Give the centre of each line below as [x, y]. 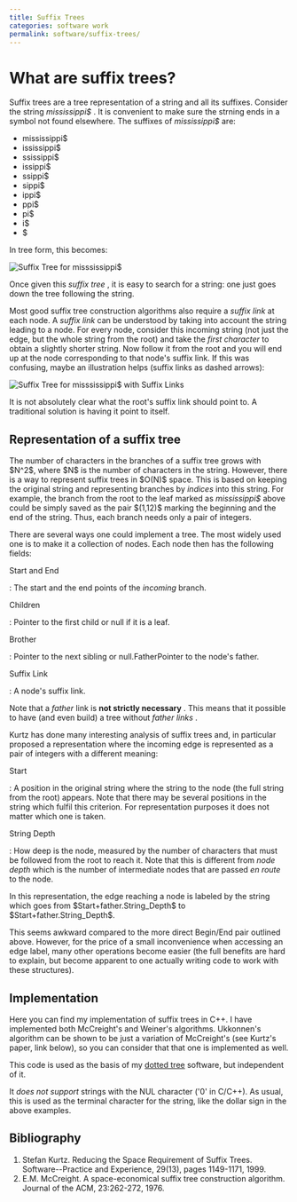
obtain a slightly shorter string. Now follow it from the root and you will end [145, 349]
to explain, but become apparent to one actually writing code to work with [144, 961]
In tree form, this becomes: [59, 250]
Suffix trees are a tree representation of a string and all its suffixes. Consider [148, 102]
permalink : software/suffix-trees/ [75, 34]
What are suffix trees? [93, 78]
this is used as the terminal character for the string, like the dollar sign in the [148, 1101]
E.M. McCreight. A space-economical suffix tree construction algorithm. [153, 1178]
